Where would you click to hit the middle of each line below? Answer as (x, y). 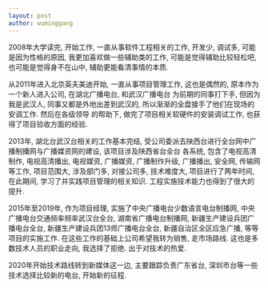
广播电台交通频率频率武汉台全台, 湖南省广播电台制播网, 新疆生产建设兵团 (128, 218)
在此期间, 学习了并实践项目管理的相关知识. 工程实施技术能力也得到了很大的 (131, 181)
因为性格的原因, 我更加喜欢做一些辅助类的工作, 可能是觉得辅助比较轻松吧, (136, 57)
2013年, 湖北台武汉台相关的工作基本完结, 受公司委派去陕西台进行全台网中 (129, 141)
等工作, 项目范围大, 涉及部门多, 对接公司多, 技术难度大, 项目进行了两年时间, (131, 171)
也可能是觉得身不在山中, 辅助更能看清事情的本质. (89, 67)
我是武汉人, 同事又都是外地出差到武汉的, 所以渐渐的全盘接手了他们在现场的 (131, 104)
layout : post (30, 16)
